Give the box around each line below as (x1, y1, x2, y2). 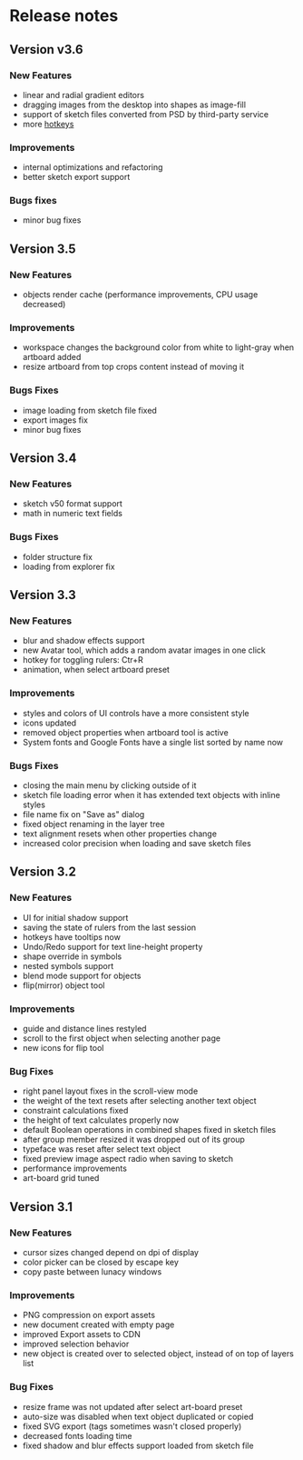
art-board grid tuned (22, 1173, 100, 1184)
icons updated (22, 717, 77, 728)
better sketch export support (22, 172, 131, 183)
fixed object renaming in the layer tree (22, 819, 165, 830)
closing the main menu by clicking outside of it (22, 780, 197, 791)
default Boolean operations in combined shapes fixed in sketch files (22, 1125, 277, 1135)
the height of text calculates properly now (22, 1115, 180, 1125)
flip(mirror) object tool (22, 979, 105, 991)
